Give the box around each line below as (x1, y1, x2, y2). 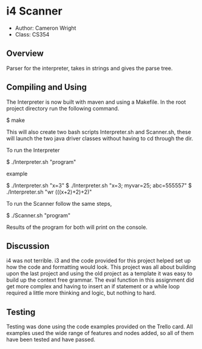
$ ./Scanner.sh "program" (6, 211, 71, 219)
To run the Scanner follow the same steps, (6, 200, 112, 207)
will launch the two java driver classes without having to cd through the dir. (6, 135, 194, 142)
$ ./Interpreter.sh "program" (6, 158, 76, 165)
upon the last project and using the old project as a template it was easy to (6, 270, 193, 277)
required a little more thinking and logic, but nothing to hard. (6, 290, 157, 297)
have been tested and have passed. (6, 336, 96, 344)
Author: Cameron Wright (15, 24, 76, 32)
